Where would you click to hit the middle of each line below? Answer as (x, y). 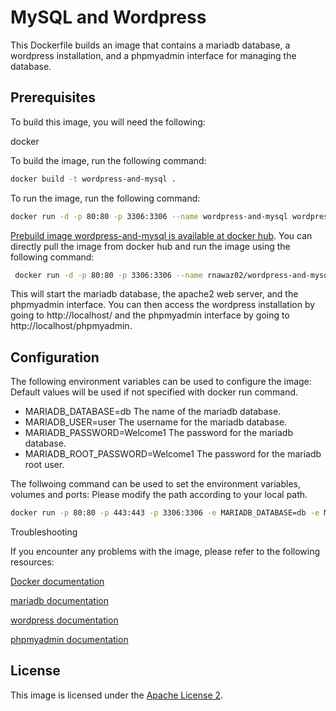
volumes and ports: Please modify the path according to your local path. (159, 495)
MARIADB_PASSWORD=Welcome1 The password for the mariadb (158, 433)
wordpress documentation (64, 620)
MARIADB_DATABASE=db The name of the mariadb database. (153, 412)
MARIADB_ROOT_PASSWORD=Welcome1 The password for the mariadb (173, 454)
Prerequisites (53, 97)
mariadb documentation (59, 601)
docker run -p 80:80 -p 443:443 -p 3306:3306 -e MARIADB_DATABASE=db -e (165, 513)
